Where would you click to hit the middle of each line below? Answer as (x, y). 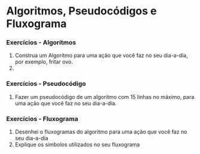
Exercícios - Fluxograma (42, 119)
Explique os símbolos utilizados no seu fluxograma (77, 144)
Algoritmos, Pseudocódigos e (81, 11)
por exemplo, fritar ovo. (44, 62)
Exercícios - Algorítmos (41, 43)
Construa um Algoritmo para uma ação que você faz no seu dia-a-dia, (101, 56)
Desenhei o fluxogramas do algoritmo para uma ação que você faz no (101, 132)
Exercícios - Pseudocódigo (46, 84)
